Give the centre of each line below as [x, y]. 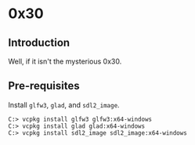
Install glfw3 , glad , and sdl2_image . [64, 105]
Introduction [39, 43]
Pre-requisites [44, 86]
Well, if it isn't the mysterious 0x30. [65, 61]
